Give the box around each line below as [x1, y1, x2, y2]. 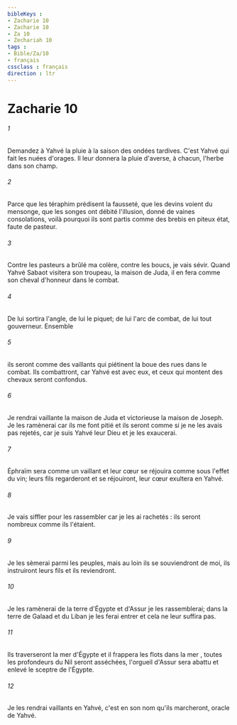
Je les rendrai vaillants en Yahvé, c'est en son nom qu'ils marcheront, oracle [7, 704, 230, 712]
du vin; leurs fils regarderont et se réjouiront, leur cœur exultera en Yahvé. [7, 474, 224, 483]
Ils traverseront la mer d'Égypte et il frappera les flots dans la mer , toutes [7, 650, 223, 658]
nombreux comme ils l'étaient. [7, 520, 96, 529]
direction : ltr [7, 70, 55, 77]
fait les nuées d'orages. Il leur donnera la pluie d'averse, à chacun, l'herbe [7, 154, 224, 162]
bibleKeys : [7, 10, 43, 18]
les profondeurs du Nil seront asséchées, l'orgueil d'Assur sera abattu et [7, 657, 219, 666]
